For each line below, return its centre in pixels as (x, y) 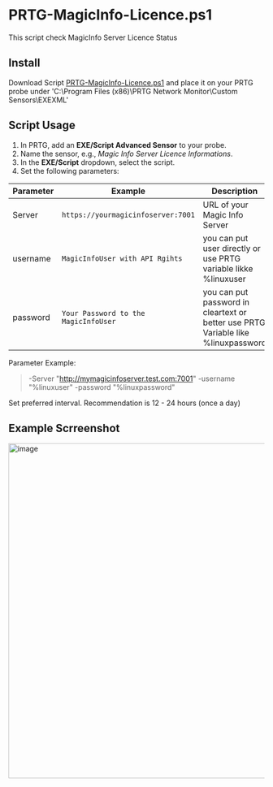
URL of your (225, 205)
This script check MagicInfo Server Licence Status (93, 37)
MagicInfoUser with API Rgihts (122, 258)
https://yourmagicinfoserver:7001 (128, 214)
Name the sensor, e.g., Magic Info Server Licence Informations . (126, 154)
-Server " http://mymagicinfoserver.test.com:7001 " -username (132, 378)
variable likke (228, 268)
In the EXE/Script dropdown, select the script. (97, 162)
